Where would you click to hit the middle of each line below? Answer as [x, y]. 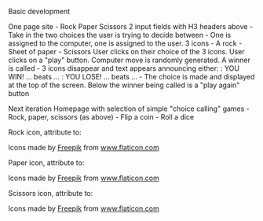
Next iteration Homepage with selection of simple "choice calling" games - [129, 109]
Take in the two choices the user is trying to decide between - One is [120, 35]
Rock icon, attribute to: [45, 132]
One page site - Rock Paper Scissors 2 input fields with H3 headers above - [131, 26]
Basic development [39, 11]
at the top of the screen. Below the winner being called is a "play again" [124, 85]
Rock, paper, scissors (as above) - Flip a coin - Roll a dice [101, 117]
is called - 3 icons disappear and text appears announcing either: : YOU [124, 68]
